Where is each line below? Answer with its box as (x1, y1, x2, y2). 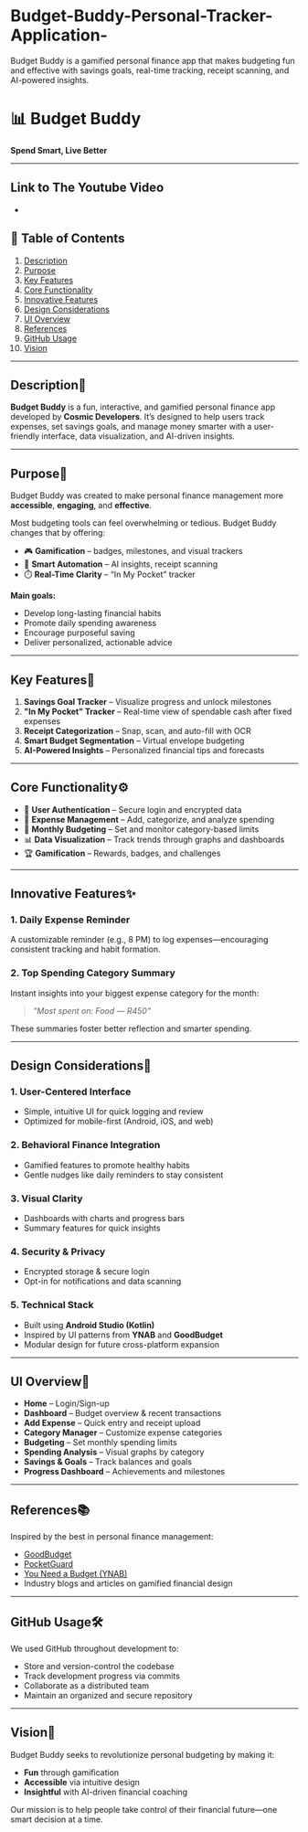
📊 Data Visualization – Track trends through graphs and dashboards (23, 834, 285, 845)
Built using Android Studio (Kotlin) (23, 1319, 155, 1330)
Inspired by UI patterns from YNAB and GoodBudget (23, 1329, 223, 1340)
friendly (10, 431, 40, 442)
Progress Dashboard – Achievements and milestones (23, 1466, 226, 1477)
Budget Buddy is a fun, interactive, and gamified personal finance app (10, 401, 276, 412)
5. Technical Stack (10, 1299, 94, 1312)
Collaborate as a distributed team (23, 1680, 150, 1691)
